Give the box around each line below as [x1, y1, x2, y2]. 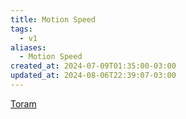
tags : [10, 24, 33, 34]
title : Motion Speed [10, 14, 97, 25]
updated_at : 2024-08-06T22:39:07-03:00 [10, 71, 177, 81]
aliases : [10, 42, 47, 53]
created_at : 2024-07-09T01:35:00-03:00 [10, 61, 177, 71]
